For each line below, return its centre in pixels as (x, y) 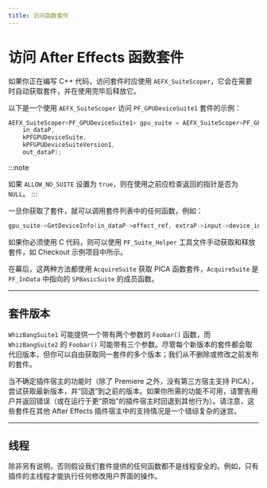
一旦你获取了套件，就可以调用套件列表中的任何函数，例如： (106, 211)
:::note (19, 167)
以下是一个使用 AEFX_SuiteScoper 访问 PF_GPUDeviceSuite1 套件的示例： (125, 107)
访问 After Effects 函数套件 (96, 57)
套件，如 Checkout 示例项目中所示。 (68, 252)
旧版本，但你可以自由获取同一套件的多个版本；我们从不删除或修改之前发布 (137, 354)
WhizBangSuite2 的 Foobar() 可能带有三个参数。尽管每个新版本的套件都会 (127, 344)
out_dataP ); (42, 153)
